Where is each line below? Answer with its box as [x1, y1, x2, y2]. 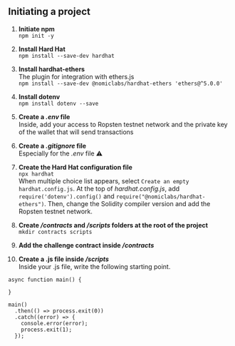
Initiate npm [18, 24, 56, 33]
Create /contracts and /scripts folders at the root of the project [18, 220, 209, 229]
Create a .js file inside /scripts [18, 255, 110, 263]
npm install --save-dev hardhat [18, 52, 115, 59]
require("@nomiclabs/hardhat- [115, 193, 206, 200]
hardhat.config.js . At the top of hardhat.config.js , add [18, 184, 180, 193]
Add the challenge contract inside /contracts [18, 240, 155, 249]
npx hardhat [18, 171, 54, 178]
